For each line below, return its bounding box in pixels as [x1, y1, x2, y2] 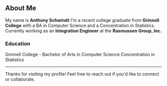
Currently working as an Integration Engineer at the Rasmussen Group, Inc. [5, 27, 162, 34]
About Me [5, 4, 36, 12]
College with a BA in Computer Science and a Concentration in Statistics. [5, 22, 156, 28]
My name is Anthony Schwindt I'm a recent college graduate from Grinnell [5, 17, 160, 23]
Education [5, 40, 31, 47]
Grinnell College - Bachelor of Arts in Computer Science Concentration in [5, 52, 155, 58]
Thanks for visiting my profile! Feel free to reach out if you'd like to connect [5, 71, 159, 77]
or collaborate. [5, 77, 35, 83]
